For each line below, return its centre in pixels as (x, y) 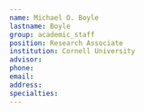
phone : (22, 69)
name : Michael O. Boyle (54, 18)
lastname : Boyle (40, 26)
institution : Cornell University (72, 51)
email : (22, 77)
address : (26, 85)
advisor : (26, 60)
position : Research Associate (67, 43)
